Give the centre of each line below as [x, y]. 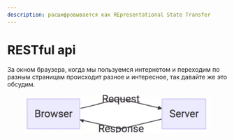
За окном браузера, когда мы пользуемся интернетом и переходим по [114, 69]
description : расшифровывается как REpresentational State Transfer [109, 15]
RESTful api [42, 50]
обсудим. [21, 84]
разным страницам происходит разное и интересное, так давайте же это [117, 77]
